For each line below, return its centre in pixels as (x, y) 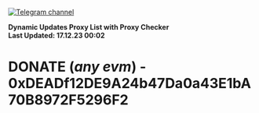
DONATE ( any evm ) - (77, 67)
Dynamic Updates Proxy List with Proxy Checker (89, 27)
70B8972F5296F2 (68, 100)
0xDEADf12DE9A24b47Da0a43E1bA (129, 84)
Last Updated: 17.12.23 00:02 (57, 35)
